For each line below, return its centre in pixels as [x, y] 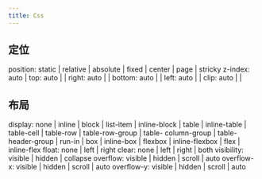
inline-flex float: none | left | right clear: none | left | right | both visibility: [126, 150]
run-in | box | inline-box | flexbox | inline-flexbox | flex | [150, 142]
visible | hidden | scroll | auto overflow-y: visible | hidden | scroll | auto [131, 167]
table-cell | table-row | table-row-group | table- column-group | [112, 133]
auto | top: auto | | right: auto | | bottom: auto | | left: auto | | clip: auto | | [125, 78]
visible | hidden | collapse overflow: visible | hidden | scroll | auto [114, 158]
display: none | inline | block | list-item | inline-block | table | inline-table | [127, 125]
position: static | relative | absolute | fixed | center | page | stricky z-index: [129, 69]
